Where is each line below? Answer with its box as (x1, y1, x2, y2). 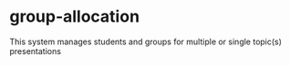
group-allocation (9, 6, 140, 27)
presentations (9, 45, 62, 56)
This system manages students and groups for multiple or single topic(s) (9, 36, 283, 47)
